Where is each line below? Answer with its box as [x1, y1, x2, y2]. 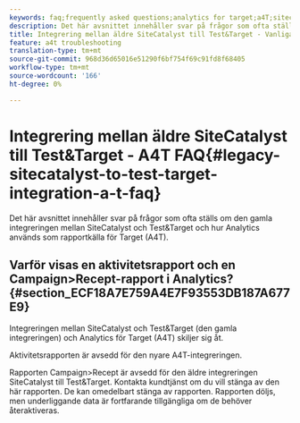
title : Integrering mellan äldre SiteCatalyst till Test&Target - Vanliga [9, 30, 294, 38]
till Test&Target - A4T [9, 145, 171, 165]
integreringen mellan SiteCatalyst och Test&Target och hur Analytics [9, 222, 261, 233]
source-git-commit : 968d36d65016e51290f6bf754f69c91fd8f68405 [9, 55, 246, 63]
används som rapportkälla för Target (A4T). [9, 232, 170, 242]
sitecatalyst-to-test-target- [9, 164, 218, 184]
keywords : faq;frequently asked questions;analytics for [9, 13, 226, 22]
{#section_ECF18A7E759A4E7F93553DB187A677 [9, 285, 290, 300]
